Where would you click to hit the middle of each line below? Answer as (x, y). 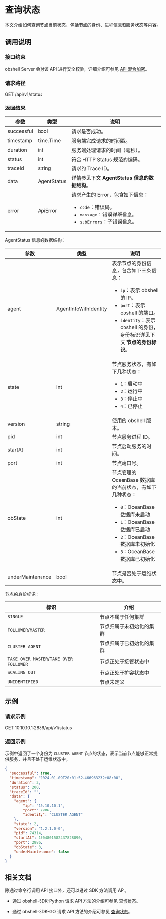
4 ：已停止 (131, 406)
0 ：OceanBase (137, 507)
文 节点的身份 (136, 342)
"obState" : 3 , (28, 847)
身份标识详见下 (138, 335)
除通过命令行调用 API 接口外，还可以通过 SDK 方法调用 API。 (67, 890)
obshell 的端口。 (139, 313)
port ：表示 (133, 305)
